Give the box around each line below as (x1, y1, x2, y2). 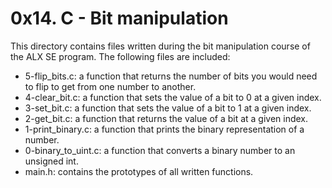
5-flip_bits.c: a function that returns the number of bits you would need (24, 70, 318, 82)
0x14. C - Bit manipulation (10, 7, 229, 30)
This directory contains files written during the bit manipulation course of (10, 40, 311, 52)
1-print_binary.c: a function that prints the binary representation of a (24, 123, 305, 135)
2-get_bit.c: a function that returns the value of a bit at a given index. (24, 112, 309, 124)
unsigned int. (24, 155, 79, 167)
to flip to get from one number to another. (24, 80, 197, 92)
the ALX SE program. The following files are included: (10, 50, 231, 62)
